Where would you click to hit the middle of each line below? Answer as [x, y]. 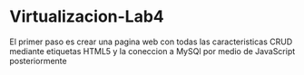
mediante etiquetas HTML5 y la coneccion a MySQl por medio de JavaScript [152, 51]
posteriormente [38, 61]
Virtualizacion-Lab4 [87, 17]
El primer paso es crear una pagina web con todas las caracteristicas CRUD [151, 42]
